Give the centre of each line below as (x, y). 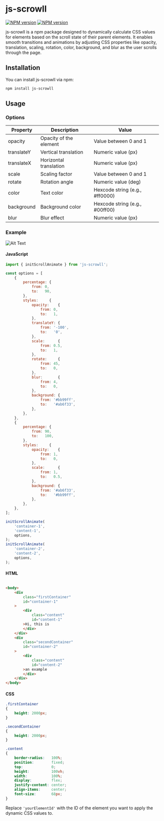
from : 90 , (41, 431)
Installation (23, 68)
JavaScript (17, 254)
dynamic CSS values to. (29, 813)
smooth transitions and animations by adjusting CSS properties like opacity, (81, 42)
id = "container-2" (40, 647)
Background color (61, 207)
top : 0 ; (35, 767)
